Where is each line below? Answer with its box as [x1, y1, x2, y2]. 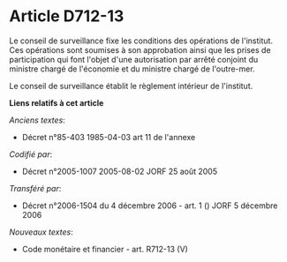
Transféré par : [9, 183, 62, 193]
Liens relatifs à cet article [9, 97, 104, 108]
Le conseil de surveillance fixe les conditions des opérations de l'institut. [9, 35, 274, 46]
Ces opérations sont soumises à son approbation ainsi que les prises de [9, 44, 271, 55]
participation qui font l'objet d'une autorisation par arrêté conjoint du [9, 54, 259, 64]
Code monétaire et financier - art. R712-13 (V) [21, 243, 188, 254]
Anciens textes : [9, 115, 66, 125]
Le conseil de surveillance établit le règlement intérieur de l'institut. [9, 80, 253, 91]
